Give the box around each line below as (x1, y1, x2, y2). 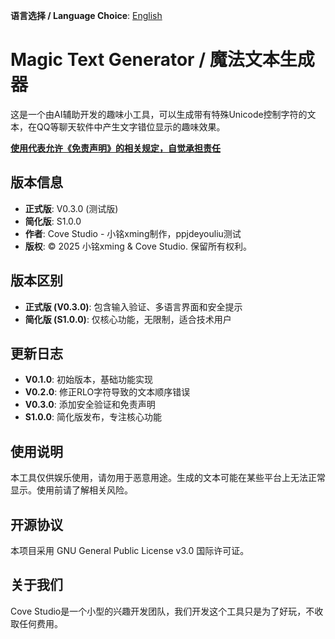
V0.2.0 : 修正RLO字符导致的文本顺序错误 (24, 386, 191, 398)
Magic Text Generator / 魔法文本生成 (10, 49, 315, 71)
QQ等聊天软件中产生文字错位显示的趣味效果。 (36, 120, 226, 133)
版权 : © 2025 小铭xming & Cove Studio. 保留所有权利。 (24, 240, 252, 252)
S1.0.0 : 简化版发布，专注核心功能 (24, 411, 162, 423)
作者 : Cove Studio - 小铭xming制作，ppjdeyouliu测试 (24, 227, 242, 239)
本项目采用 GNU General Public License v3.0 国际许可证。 (10, 545, 250, 556)
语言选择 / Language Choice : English (10, 10, 163, 21)
